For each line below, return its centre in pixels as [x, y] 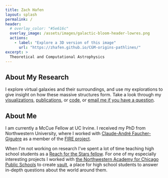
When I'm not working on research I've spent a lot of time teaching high [80, 149]
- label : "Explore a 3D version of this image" [65, 43]
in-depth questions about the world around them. [56, 170]
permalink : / [19, 19]
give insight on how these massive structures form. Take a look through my [83, 95]
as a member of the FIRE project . [57, 139]
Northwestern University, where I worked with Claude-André [68, 133]
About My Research [37, 77]
